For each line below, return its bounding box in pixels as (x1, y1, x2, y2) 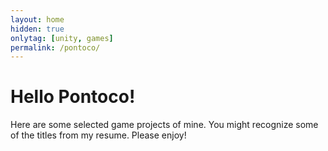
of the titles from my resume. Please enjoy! (10, 129, 187, 141)
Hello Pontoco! (10, 86, 136, 108)
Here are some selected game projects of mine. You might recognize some (10, 119, 319, 131)
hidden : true (10, 24, 65, 34)
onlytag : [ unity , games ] (10, 33, 114, 43)
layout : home (10, 14, 65, 25)
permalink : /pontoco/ (10, 42, 101, 53)
